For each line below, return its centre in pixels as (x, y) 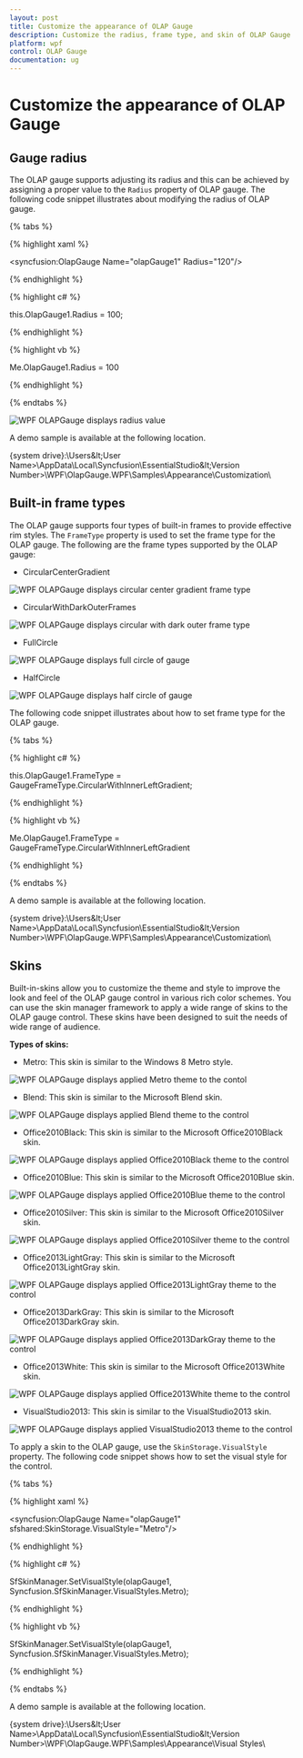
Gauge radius (48, 158)
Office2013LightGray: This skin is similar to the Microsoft (129, 1257)
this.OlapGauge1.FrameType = (66, 775)
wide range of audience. (55, 1026)
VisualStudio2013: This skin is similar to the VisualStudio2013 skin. (147, 1411)
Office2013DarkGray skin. (71, 1321)
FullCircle (40, 642)
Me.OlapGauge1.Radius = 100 (65, 367)
